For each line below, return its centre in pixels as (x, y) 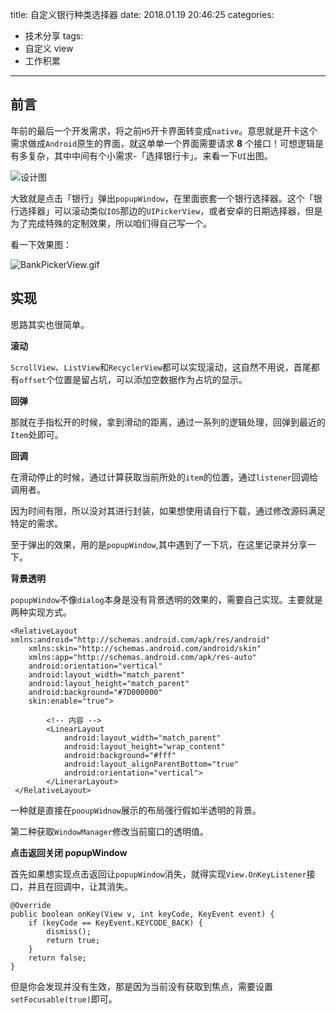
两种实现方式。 (41, 612)
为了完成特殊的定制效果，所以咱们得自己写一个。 (111, 223)
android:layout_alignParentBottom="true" (151, 764)
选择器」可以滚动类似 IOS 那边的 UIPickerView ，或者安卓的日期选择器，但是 (170, 210)
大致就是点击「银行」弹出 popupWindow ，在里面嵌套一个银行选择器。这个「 (162, 198)
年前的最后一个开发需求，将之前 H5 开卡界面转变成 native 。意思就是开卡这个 (164, 130)
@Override (31, 905)
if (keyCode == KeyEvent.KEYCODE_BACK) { (115, 923)
